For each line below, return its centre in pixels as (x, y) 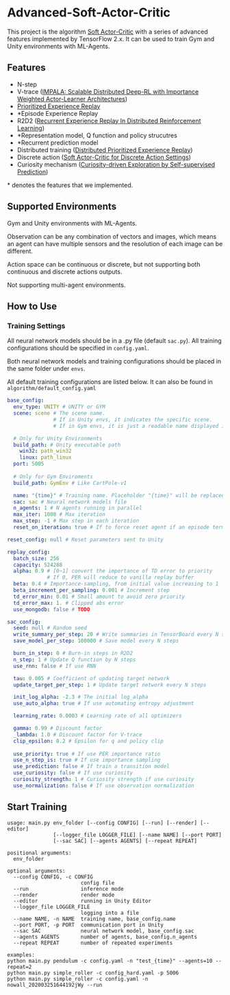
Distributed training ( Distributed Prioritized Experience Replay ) (105, 149)
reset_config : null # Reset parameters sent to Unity (86, 540)
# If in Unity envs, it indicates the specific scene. (133, 420)
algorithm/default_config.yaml (52, 389)
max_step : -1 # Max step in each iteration (76, 521)
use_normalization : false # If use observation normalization (104, 786)
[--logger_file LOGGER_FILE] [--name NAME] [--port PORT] (138, 835)
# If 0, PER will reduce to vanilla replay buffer (120, 577)
